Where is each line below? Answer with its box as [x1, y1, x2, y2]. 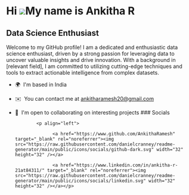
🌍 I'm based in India [14, 81, 67, 88]
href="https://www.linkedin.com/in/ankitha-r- [60, 162, 178, 168]
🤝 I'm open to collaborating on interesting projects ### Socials [14, 109, 170, 116]
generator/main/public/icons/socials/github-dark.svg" [14, 147, 154, 153]
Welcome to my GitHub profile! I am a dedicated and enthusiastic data [6, 44, 178, 51]
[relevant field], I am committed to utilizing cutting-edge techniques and [6, 63, 183, 70]
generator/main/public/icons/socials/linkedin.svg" [14, 178, 146, 184]
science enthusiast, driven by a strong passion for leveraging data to [6, 50, 175, 57]
